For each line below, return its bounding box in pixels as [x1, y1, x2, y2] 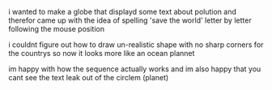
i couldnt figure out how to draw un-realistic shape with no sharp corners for [8, 40, 264, 49]
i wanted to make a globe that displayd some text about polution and [8, 7, 236, 16]
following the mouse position [8, 24, 105, 33]
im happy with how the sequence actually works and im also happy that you [8, 64, 261, 74]
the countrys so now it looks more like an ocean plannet [8, 49, 195, 58]
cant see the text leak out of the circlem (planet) [8, 73, 169, 82]
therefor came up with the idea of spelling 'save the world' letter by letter [8, 15, 253, 25]
